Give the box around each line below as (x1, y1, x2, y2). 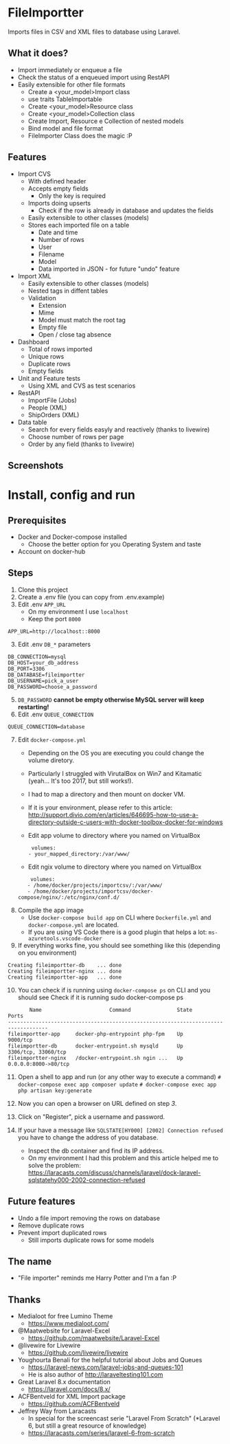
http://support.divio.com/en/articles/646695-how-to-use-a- (27, 810, 198, 819)
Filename (38, 249, 65, 258)
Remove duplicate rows (17, 1221, 84, 1230)
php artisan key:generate (17, 1087, 92, 1094)
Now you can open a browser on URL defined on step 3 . (17, 1099, 177, 1107)
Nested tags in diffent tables (27, 287, 108, 295)
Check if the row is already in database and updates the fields (38, 206, 214, 214)
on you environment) (17, 948, 78, 957)
